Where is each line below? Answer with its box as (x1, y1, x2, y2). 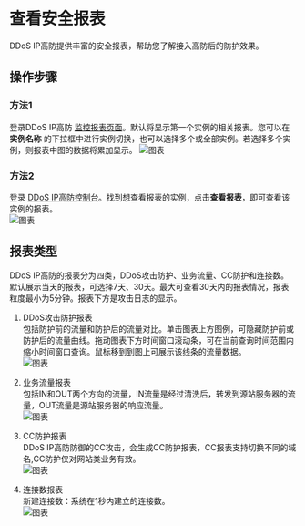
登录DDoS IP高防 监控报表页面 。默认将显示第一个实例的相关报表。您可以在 (9, 121, 290, 132)
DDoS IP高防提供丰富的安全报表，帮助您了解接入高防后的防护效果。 (9, 40, 264, 51)
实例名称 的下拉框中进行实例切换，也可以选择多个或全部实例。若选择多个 (9, 133, 283, 144)
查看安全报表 (9, 8, 107, 29)
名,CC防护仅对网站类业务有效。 (22, 453, 141, 464)
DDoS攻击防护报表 (22, 312, 93, 323)
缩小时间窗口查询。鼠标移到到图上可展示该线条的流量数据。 (22, 346, 247, 356)
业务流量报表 (22, 376, 71, 387)
